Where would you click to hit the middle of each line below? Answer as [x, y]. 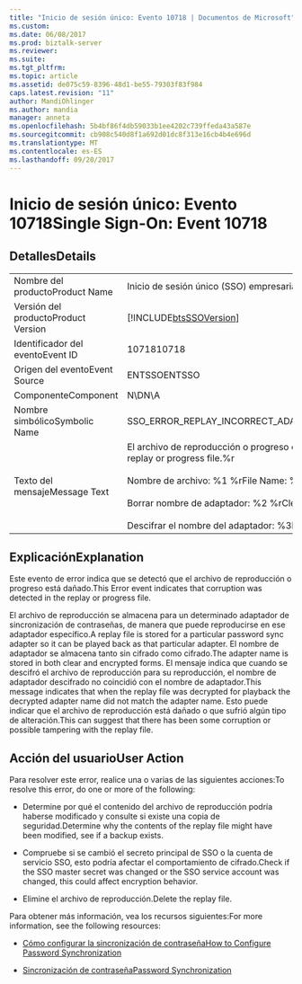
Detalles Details [53, 257]
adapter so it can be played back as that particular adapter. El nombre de [144, 644]
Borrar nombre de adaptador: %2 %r [204, 502]
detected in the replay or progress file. [80, 598]
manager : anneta [40, 118]
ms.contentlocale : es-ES [56, 151]
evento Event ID [46, 354]
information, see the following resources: [85, 926]
